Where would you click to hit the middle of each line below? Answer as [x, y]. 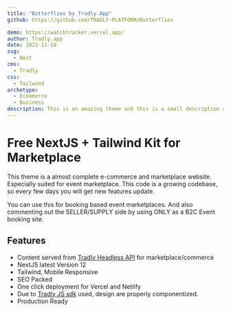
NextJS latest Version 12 [52, 265]
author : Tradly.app [35, 38]
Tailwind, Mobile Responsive [57, 271]
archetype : [23, 90]
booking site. [25, 219]
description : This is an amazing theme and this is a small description [113, 109]
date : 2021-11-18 [32, 45]
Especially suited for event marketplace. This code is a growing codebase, [112, 183]
